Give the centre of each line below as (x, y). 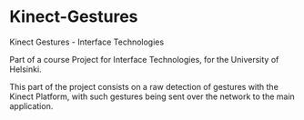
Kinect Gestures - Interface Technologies (87, 42)
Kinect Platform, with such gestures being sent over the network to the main (152, 96)
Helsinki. (26, 69)
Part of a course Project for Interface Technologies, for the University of (144, 59)
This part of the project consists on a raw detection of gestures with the (144, 86)
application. (31, 105)
